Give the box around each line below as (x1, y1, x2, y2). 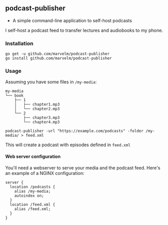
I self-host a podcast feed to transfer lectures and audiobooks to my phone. (5, 27, 163, 33)
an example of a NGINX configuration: (5, 170, 85, 176)
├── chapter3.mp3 (23, 115, 60, 120)
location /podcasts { (10, 184, 56, 189)
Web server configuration (5, 154, 61, 159)
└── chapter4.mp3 (23, 120, 60, 125)
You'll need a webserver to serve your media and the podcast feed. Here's (5, 164, 160, 171)
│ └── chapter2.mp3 (14, 106, 60, 112)
